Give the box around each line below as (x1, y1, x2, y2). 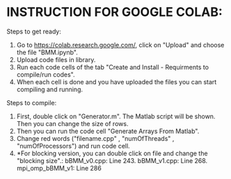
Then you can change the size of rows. (16, 119, 129, 127)
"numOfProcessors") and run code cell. (16, 141, 130, 150)
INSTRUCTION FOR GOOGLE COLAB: (6, 4, 223, 20)
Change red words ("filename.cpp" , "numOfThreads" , (16, 134, 175, 143)
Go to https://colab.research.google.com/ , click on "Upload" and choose (16, 40, 225, 49)
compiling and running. (16, 85, 83, 93)
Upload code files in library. (16, 55, 96, 63)
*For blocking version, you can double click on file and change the (16, 149, 208, 157)
